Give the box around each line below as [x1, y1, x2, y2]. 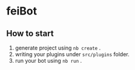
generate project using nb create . [15, 44, 101, 51]
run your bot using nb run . [15, 57, 82, 64]
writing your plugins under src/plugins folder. [15, 51, 130, 58]
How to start [6, 28, 54, 39]
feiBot [6, 4, 38, 18]
